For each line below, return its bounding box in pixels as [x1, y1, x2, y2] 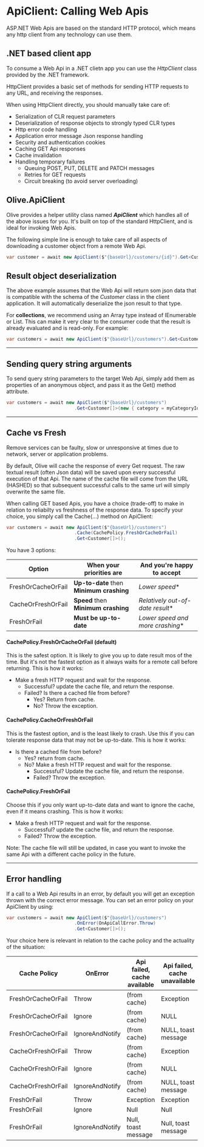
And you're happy [140, 561, 194, 569]
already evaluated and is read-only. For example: [6, 324, 129, 332]
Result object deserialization [6, 270, 117, 281]
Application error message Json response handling [15, 132, 143, 139]
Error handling [6, 874, 62, 885]
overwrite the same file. [6, 488, 66, 495]
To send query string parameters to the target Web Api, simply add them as [6, 375, 195, 382]
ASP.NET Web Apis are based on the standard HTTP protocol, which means [6, 24, 196, 32]
